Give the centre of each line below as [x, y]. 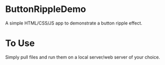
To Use [20, 43]
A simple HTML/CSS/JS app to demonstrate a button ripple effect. [74, 23]
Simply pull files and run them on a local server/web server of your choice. [83, 57]
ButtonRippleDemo [46, 9]
